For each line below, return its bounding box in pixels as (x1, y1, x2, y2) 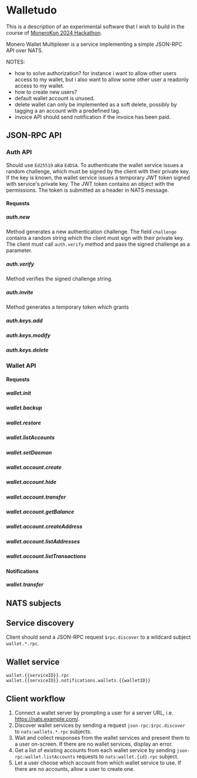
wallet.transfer (6, 581, 44, 588)
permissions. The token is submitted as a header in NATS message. (6, 186, 169, 193)
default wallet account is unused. (14, 95, 95, 102)
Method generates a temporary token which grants (6, 303, 129, 310)
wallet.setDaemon (6, 449, 52, 456)
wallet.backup (6, 404, 42, 412)
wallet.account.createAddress (6, 523, 83, 530)
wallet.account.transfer (6, 493, 66, 500)
